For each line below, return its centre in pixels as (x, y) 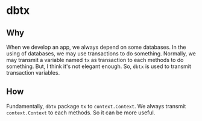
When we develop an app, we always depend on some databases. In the (96, 47)
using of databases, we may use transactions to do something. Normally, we (101, 54)
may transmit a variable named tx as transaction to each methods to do (95, 60)
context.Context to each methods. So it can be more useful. (81, 113)
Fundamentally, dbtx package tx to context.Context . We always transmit (96, 106)
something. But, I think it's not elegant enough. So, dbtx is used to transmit (99, 66)
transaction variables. (33, 73)
